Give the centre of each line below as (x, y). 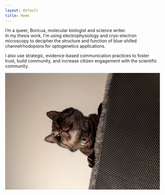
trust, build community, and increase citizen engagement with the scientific (81, 61)
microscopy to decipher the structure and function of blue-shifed (71, 41)
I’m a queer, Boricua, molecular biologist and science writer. (66, 30)
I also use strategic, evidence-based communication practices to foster (77, 55)
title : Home (17, 16)
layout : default (22, 10)
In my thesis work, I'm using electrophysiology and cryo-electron (71, 35)
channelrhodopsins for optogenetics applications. (55, 46)
